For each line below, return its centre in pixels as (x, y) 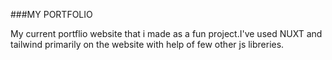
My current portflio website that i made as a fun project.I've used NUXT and (166, 33)
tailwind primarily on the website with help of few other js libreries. (147, 44)
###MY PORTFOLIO (51, 14)
